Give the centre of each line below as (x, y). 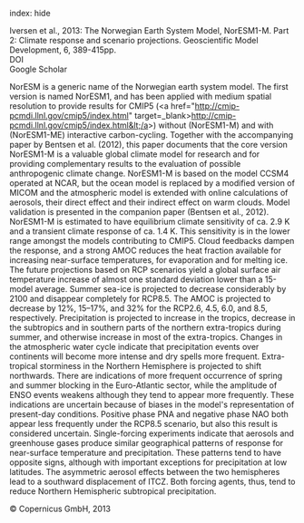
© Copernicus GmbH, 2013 (60, 508)
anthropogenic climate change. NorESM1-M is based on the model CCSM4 (149, 173)
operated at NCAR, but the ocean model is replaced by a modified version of (152, 183)
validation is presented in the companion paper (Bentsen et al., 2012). (139, 212)
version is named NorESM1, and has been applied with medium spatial (141, 96)
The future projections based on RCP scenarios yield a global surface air (145, 270)
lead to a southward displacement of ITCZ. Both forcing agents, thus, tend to (153, 481)
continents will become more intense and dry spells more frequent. (135, 356)
